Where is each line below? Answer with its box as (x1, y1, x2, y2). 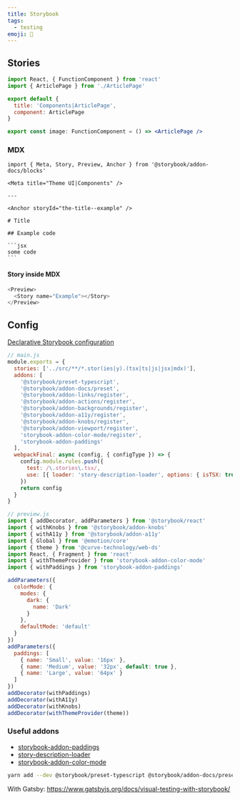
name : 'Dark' (33, 603, 72, 611)
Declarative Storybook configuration (7, 338, 114, 346)
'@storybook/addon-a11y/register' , (20, 411, 126, 419)
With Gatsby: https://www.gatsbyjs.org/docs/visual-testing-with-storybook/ (7, 784, 231, 793)
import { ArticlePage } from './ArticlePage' (7, 82, 145, 89)
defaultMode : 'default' (20, 623, 91, 631)
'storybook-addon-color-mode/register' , (20, 431, 142, 439)
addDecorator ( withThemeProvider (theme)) (7, 709, 130, 716)
